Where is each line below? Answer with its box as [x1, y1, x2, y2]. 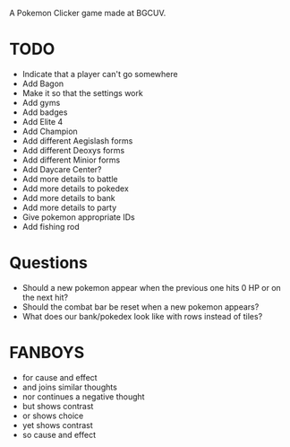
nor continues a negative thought [21, 390, 145, 402]
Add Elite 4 [21, 116, 64, 127]
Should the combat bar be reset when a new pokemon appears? [21, 301, 260, 312]
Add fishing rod [21, 221, 80, 232]
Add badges [21, 107, 68, 118]
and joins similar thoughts [21, 381, 118, 392]
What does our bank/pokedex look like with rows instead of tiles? [21, 311, 263, 321]
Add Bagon [21, 78, 64, 89]
